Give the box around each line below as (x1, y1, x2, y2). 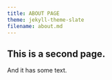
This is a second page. (7, 48, 106, 59)
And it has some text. (7, 66, 67, 75)
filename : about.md (7, 23, 63, 29)
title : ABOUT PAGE (7, 10, 60, 17)
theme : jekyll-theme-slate (7, 16, 85, 23)
